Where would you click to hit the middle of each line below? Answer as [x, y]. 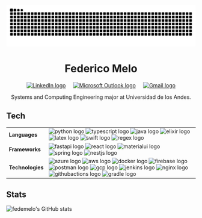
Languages [23, 134]
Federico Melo [101, 68]
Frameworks [25, 149]
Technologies [26, 167]
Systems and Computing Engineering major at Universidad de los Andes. [101, 97]
